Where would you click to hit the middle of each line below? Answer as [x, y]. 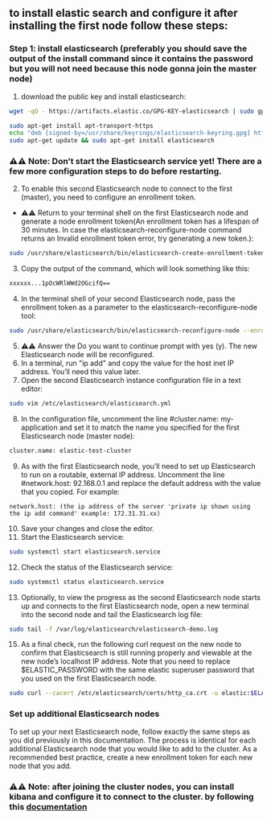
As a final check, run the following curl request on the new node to [131, 644]
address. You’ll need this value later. [80, 372]
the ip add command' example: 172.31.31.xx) [85, 513]
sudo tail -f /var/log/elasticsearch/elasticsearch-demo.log [114, 629]
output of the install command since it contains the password [131, 59]
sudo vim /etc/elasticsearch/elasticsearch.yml [90, 404]
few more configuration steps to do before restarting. [115, 171]
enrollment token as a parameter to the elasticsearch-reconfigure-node [139, 307]
